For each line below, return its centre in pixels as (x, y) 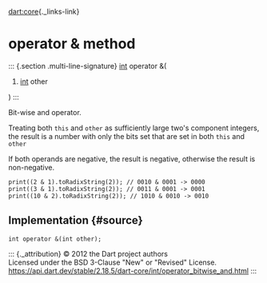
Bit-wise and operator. (45, 112)
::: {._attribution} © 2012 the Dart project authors (88, 253)
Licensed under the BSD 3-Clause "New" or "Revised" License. (113, 262)
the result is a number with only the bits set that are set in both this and (127, 136)
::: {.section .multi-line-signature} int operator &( (88, 66)
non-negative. (32, 167)
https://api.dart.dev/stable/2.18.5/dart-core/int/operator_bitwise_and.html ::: (133, 270)
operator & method (72, 44)
